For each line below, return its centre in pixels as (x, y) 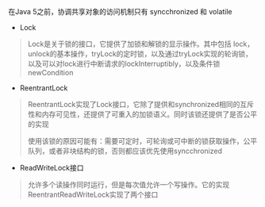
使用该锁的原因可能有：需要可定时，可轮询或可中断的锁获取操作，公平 (142, 141)
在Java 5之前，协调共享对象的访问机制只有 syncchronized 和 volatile (120, 11)
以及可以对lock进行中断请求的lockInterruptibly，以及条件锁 (124, 63)
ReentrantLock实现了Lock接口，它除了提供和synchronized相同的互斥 (140, 104)
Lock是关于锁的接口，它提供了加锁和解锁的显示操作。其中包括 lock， (141, 44)
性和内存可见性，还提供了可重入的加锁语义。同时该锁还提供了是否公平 (142, 114)
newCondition (50, 73)
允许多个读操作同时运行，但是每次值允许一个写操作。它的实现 (129, 184)
